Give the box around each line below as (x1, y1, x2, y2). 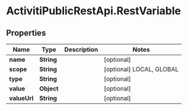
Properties (6, 28, 46, 38)
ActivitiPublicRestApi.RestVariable (6, 4, 181, 18)
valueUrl (9, 94, 34, 102)
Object (39, 84, 59, 93)
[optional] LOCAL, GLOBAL (103, 65, 179, 73)
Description (64, 46, 98, 54)
